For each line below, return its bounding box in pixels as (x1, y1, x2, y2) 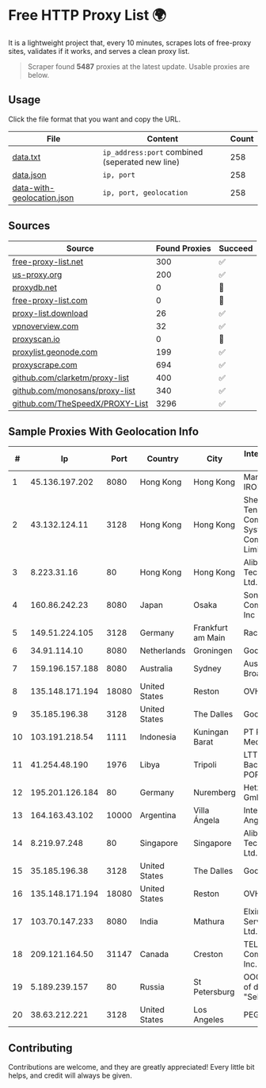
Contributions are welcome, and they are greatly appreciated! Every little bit (8, 1063, 255, 1072)
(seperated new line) (102, 156, 180, 167)
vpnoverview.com (12, 321, 79, 332)
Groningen (193, 645, 233, 656)
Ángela (193, 815, 220, 826)
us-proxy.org (12, 269, 63, 280)
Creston (193, 949, 223, 960)
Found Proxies (155, 243, 211, 254)
